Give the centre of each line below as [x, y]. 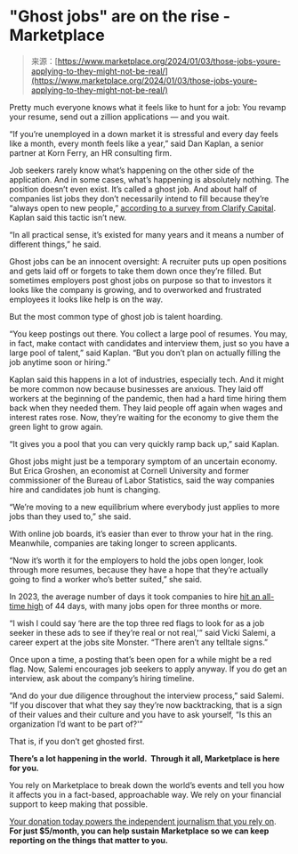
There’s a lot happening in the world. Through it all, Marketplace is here [145, 758]
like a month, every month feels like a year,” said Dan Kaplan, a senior [137, 143]
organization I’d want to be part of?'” [76, 724]
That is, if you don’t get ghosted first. [77, 741]
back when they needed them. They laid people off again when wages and [146, 408]
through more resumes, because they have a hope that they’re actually [139, 569]
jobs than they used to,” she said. [70, 516]
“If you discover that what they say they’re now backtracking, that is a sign [146, 704]
